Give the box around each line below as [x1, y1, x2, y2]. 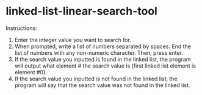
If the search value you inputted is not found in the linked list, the [14, 75, 178, 82]
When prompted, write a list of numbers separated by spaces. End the [14, 43, 192, 50]
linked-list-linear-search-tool [5, 4, 158, 18]
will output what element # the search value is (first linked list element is [14, 62, 197, 69]
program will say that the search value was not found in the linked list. [14, 81, 190, 89]
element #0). [14, 68, 47, 76]
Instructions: [5, 24, 37, 32]
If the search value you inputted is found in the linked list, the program [14, 55, 191, 63]
